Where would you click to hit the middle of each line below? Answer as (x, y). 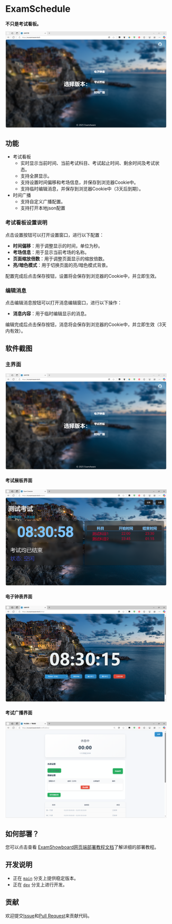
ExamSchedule (38, 9)
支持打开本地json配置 (43, 208)
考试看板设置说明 (26, 223)
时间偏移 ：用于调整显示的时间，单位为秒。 (58, 246)
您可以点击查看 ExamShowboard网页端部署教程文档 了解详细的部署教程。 (82, 847)
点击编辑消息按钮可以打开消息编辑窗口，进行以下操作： (63, 303)
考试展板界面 (19, 480)
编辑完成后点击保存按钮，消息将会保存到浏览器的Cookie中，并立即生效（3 (84, 324)
